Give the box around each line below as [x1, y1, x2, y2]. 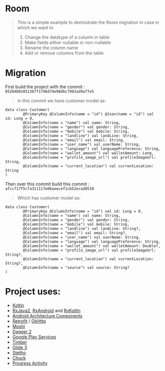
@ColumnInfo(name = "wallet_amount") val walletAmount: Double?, [23, 243, 161, 248]
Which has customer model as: [17, 195, 81, 201]
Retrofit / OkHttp [12, 318, 46, 324]
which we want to [17, 24, 54, 30]
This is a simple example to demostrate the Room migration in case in [17, 19, 160, 25]
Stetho [12, 350, 26, 356]
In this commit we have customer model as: [17, 98, 107, 104]
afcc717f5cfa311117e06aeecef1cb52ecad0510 [5, 186, 94, 191]
